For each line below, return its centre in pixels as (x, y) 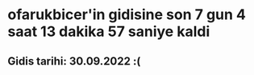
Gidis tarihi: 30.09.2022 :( (74, 61)
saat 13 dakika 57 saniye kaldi (109, 32)
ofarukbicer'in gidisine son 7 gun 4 (127, 15)
